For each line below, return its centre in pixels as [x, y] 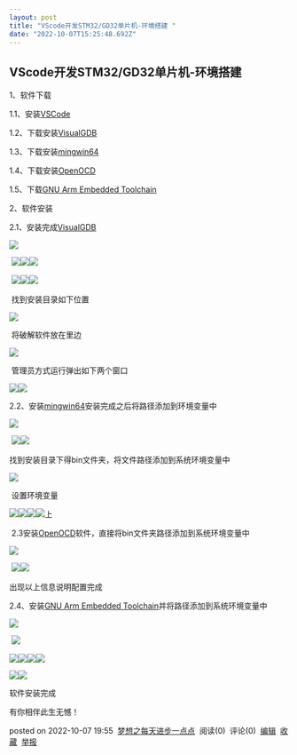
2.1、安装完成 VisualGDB [53, 227]
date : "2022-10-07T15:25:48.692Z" [73, 34]
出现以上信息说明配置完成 [56, 587]
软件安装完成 [32, 693]
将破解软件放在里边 [46, 335]
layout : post [33, 17]
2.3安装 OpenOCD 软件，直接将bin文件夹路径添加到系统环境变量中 [130, 533]
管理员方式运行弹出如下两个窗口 [70, 370]
